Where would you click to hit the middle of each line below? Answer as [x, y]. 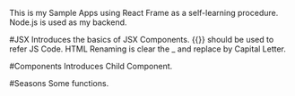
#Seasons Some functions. [59, 83]
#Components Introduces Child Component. [91, 66]
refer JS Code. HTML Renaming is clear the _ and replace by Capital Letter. [148, 49]
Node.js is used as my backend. [68, 22]
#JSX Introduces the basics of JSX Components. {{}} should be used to [142, 40]
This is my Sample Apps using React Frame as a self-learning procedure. [144, 13]
